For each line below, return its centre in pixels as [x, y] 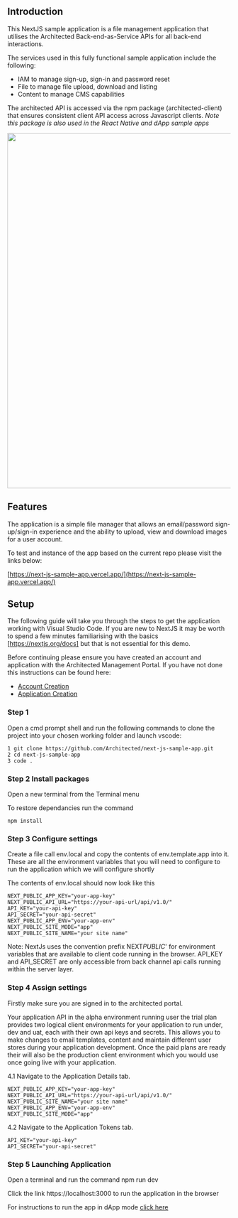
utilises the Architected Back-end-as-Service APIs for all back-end [104, 36]
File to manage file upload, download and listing [87, 86]
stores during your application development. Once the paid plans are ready [117, 1047]
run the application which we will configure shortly [81, 869]
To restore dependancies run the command [70, 808]
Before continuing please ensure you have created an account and [104, 657]
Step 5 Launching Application [59, 1164]
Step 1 [18, 712]
